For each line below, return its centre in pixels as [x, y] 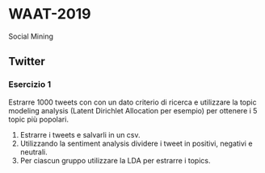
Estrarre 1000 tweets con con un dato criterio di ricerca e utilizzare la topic [132, 102]
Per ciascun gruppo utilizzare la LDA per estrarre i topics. [115, 160]
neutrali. [34, 152]
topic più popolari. [38, 119]
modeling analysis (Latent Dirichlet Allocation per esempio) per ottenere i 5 [133, 110]
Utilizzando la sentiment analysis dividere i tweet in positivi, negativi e [136, 143]
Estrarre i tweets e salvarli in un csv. [80, 134]
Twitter [27, 62]
